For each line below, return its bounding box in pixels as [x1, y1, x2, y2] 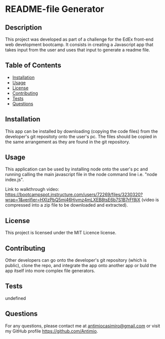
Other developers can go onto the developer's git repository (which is [5, 257, 147, 263]
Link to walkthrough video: [5, 186, 59, 192]
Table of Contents [5, 61, 62, 70]
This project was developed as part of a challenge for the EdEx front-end [5, 36, 154, 42]
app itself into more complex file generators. [5, 268, 95, 274]
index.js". [5, 177, 24, 183]
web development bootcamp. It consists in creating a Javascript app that [5, 42, 154, 48]
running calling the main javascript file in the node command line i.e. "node [5, 171, 158, 177]
